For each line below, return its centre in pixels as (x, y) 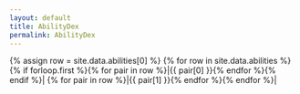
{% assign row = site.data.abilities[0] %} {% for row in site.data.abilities (144, 61)
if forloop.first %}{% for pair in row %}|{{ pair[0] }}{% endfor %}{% (149, 70)
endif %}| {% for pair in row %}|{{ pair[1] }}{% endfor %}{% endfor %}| (143, 80)
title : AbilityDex (44, 26)
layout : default (40, 18)
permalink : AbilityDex (52, 35)
